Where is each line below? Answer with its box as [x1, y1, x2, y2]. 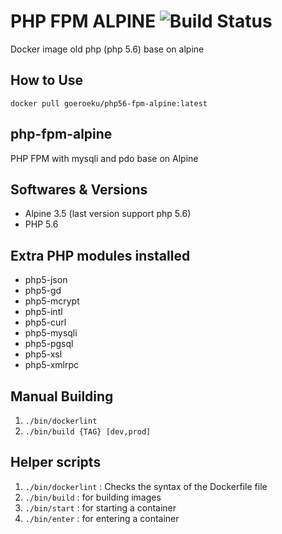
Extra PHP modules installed [10, 247, 191, 264]
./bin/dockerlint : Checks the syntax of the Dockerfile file [24, 480, 268, 492]
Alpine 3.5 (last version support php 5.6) [24, 208, 192, 220]
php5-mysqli [24, 327, 78, 339]
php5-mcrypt [24, 295, 80, 307]
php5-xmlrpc [24, 359, 80, 371]
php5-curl [24, 316, 67, 329]
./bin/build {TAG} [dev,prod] [24, 427, 152, 437]
